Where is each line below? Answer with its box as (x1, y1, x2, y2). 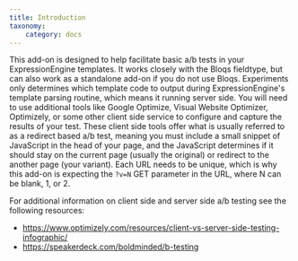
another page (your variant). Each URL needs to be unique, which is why (9, 159, 277, 170)
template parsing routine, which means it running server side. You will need (9, 92, 288, 103)
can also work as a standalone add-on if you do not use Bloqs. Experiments (9, 74, 289, 84)
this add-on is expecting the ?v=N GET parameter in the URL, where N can (9, 169, 282, 179)
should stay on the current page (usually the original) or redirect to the (9, 150, 269, 161)
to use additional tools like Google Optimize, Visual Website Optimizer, (9, 102, 268, 113)
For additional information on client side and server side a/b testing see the (9, 196, 287, 206)
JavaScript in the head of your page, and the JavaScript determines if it (9, 140, 274, 151)
